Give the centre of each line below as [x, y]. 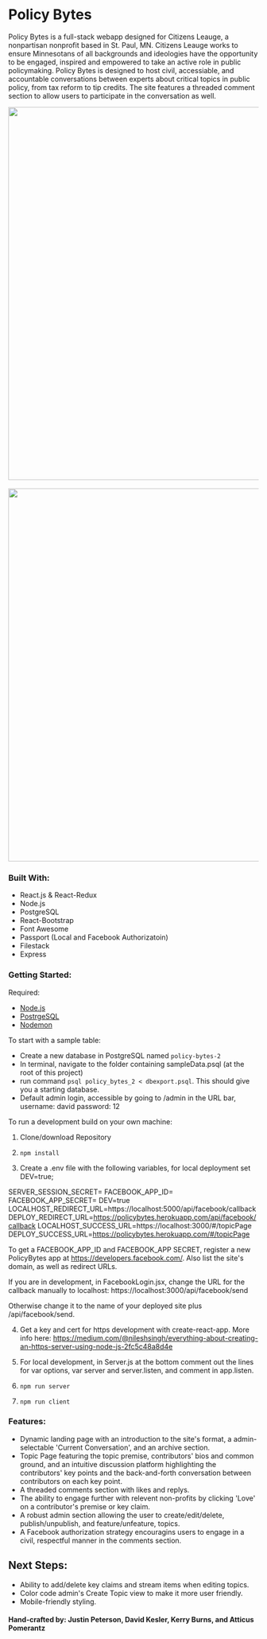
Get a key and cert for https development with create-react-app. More [135, 1329]
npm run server [45, 1386]
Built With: [29, 878]
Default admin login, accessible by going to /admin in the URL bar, [128, 1098]
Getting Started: [40, 975]
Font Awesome [44, 929]
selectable [37, 1447]
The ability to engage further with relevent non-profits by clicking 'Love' [137, 1498]
